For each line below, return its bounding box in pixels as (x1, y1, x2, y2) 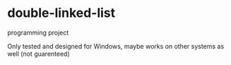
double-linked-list (7, 5, 116, 21)
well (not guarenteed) (7, 49, 71, 58)
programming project (7, 28, 69, 37)
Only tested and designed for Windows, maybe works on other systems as (7, 42, 225, 50)
